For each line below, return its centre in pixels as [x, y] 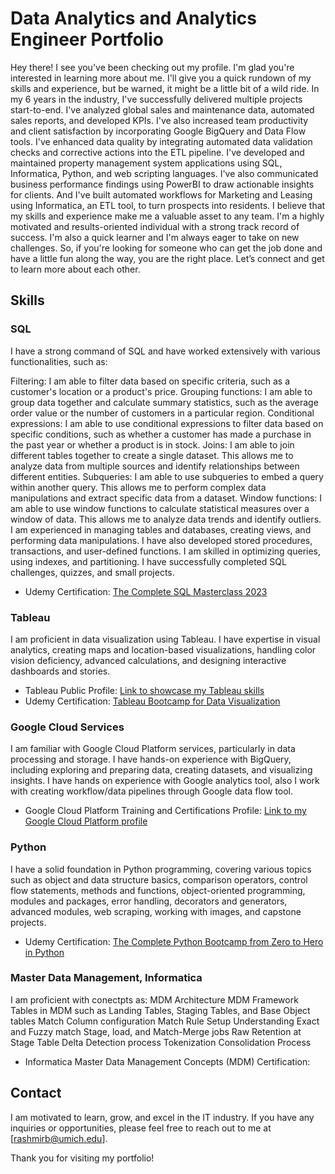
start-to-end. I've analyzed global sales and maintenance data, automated [162, 109]
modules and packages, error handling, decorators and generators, [149, 901]
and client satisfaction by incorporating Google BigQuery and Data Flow [158, 131]
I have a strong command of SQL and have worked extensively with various [165, 351]
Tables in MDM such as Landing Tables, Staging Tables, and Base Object [160, 1010]
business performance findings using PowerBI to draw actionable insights [162, 184]
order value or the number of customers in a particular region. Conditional [162, 413]
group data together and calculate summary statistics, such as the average [164, 402]
